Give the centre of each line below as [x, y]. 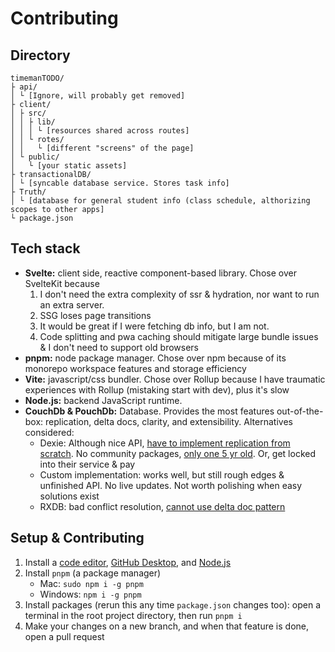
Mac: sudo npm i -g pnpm [91, 583]
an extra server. [72, 304]
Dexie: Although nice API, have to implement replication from [165, 443]
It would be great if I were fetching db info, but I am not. [154, 326]
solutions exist [69, 496]
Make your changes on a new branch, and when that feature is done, [166, 626]
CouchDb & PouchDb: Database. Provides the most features [149, 411]
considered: [49, 432]
